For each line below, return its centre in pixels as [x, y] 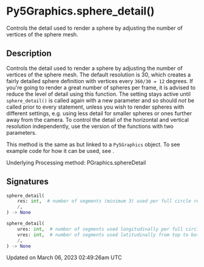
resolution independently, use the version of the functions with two [90, 126]
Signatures [28, 182]
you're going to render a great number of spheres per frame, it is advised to [101, 87]
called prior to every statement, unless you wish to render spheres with [95, 107]
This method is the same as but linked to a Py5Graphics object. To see [93, 144]
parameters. [22, 132]
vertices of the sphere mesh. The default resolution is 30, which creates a [99, 75]
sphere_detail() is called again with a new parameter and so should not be [100, 100]
